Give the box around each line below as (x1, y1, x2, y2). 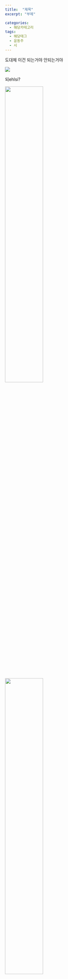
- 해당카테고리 (9, 25, 34, 30)
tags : (5, 30, 16, 34)
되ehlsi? (5, 76, 21, 82)
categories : (5, 20, 29, 25)
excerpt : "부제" (5, 12, 36, 17)
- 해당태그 (9, 34, 27, 39)
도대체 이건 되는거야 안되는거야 (5, 57, 64, 63)
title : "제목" (5, 7, 34, 12)
